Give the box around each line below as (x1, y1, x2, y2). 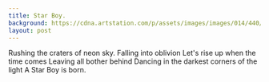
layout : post (8, 26, 52, 34)
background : (8, 19, 48, 27)
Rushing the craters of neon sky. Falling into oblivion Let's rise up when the (8, 49, 256, 58)
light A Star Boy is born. (8, 65, 86, 75)
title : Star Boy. (8, 11, 66, 20)
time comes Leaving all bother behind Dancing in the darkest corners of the (8, 57, 258, 66)
